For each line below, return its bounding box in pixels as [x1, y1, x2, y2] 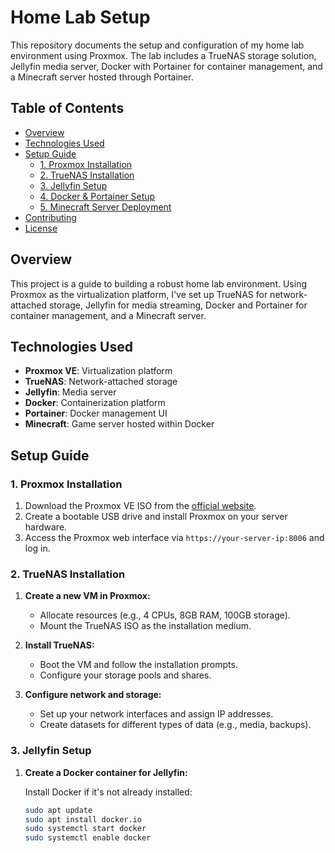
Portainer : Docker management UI [24, 407, 168, 420]
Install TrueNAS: [24, 639, 95, 651]
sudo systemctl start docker [24, 824, 147, 834]
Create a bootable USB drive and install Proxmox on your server [24, 511, 288, 523]
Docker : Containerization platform [24, 397, 166, 409]
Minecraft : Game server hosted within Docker [24, 418, 215, 430]
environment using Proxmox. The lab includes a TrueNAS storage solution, [10, 49, 317, 61]
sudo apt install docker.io [24, 814, 142, 825]
